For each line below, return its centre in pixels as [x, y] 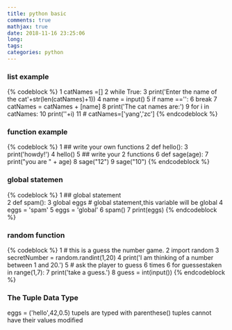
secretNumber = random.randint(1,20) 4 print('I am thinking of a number [110, 258]
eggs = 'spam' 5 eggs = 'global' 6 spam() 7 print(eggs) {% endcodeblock [112, 210]
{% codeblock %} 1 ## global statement [64, 195]
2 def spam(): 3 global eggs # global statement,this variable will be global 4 [115, 202]
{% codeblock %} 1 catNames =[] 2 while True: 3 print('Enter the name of [112, 92]
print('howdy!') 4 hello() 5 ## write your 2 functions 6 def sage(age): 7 [108, 154]
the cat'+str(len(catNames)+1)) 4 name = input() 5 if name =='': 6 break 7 [112, 99]
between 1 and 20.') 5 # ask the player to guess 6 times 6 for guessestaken [115, 265]
